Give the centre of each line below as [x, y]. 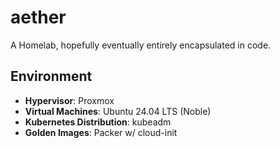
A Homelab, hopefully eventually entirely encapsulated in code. [141, 45]
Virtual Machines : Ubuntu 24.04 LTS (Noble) [118, 111]
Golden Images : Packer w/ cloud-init [101, 132]
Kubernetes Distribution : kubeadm [98, 122]
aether [38, 17]
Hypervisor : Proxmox [69, 100]
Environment [51, 76]
